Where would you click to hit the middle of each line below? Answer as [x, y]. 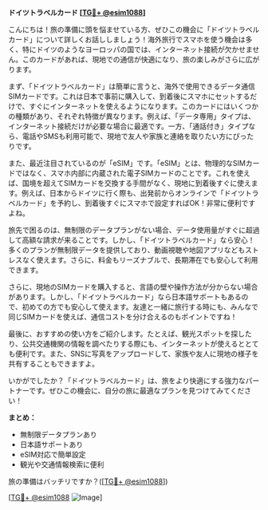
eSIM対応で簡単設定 [53, 455]
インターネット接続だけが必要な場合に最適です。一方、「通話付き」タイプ [128, 126]
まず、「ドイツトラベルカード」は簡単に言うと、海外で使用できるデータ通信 [132, 86]
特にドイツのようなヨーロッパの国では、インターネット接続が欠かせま [137, 49]
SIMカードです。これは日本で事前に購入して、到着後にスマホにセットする [129, 96]
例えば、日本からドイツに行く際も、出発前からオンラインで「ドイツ [133, 193]
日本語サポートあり [51, 445]
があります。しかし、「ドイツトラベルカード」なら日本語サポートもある [125, 297]
